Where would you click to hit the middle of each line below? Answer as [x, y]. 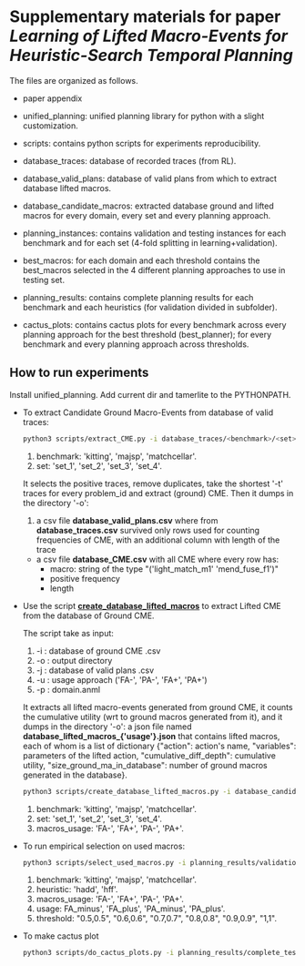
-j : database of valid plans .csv [95, 670]
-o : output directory [74, 660]
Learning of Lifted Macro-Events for [149, 36]
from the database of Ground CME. [88, 615]
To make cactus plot [61, 936]
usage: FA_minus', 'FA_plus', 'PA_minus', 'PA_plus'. [131, 909]
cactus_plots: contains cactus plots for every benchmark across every [154, 324]
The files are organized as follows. [74, 80]
